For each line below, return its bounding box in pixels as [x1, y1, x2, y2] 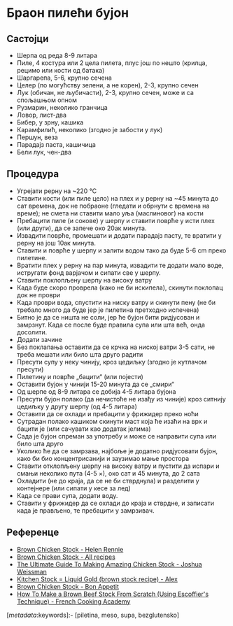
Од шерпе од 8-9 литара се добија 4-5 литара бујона [16, 387, 176, 396]
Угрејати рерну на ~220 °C [16, 187, 97, 195]
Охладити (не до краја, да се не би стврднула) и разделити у [16, 476, 200, 485]
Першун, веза [16, 133, 59, 141]
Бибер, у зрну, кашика [16, 118, 84, 127]
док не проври [16, 290, 61, 299]
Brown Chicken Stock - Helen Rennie [16, 545, 124, 553]
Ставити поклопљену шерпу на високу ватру [16, 276, 153, 284]
